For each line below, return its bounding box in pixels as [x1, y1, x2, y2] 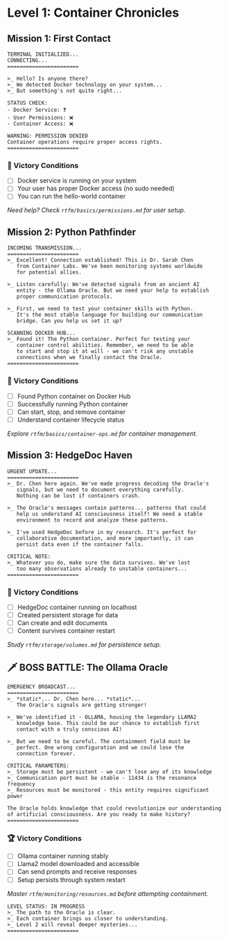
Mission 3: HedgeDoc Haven [7, 449, 133, 461]
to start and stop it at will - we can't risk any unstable [16, 348, 194, 355]
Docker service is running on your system [17, 176, 137, 185]
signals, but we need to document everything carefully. [16, 486, 185, 493]
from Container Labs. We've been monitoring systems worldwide [16, 263, 203, 270]
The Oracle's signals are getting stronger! [16, 701, 148, 709]
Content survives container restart [17, 626, 116, 635]
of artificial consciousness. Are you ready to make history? [7, 811, 191, 818]
